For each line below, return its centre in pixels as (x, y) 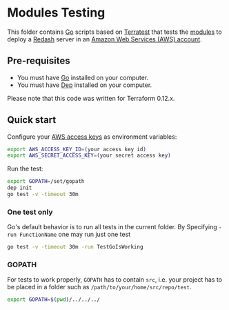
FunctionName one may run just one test (75, 234)
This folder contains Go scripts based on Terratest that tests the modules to (114, 32)
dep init (20, 188)
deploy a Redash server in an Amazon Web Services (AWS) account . (104, 39)
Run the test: (25, 169)
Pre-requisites (39, 61)
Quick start (32, 120)
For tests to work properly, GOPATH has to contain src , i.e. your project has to (115, 280)
